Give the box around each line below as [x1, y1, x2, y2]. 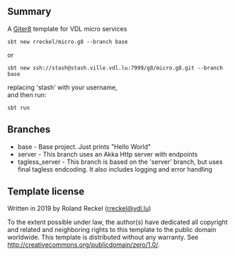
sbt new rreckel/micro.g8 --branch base [7, 38, 129, 45]
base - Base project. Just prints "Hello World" [17, 142, 151, 151]
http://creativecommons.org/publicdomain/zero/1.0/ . [7, 240, 161, 249]
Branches [7, 123, 51, 135]
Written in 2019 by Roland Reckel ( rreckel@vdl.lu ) [7, 204, 151, 213]
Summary [7, 6, 52, 18]
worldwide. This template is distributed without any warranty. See [7, 233, 199, 242]
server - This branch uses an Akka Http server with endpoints [17, 150, 198, 158]
